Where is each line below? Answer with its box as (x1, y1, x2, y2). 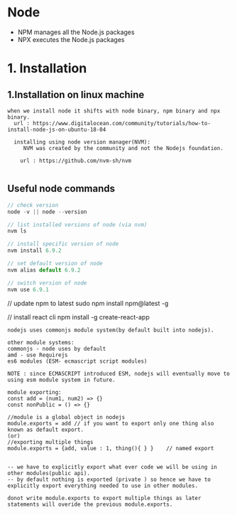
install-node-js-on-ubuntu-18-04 (7, 126, 106, 133)
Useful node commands (7, 183, 116, 195)
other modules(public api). (7, 469, 91, 477)
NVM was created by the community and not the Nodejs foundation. (23, 144, 224, 152)
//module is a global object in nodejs (7, 413, 126, 420)
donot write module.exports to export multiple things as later (7, 494, 202, 501)
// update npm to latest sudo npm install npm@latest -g (7, 299, 169, 307)
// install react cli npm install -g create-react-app (7, 312, 150, 321)
